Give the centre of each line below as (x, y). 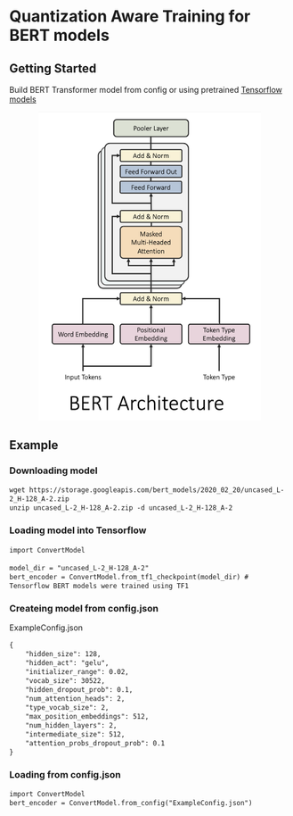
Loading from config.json (65, 774)
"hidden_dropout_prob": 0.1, (79, 690)
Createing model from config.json (84, 608)
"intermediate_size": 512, (75, 735)
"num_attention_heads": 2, (75, 699)
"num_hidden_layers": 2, (71, 726)
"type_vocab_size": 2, (67, 708)
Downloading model (53, 470)
